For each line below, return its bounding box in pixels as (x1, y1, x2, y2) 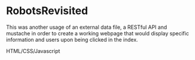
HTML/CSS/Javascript (6, 47, 61, 54)
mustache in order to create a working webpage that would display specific (6, 29, 190, 36)
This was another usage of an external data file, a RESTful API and (6, 24, 167, 31)
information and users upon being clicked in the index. (6, 36, 138, 43)
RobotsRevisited (6, 4, 88, 18)
